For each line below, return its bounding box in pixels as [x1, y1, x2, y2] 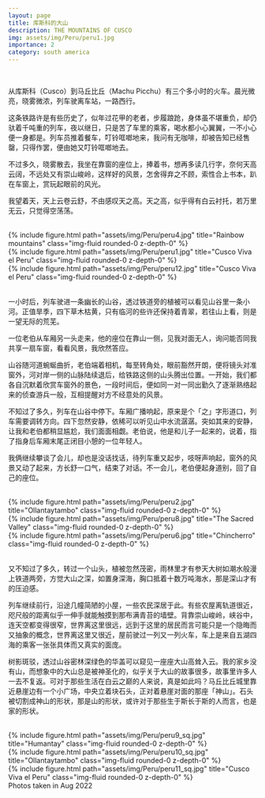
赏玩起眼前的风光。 [42, 180, 105, 188]
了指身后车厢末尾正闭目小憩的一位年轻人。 [8, 437, 147, 445]
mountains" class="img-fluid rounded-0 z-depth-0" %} [8, 239, 188, 248]
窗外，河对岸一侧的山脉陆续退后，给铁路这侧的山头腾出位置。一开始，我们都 [8, 370, 257, 380]
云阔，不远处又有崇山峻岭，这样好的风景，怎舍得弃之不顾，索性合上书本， [8, 169, 250, 179]
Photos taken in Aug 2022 [8, 781, 93, 790]
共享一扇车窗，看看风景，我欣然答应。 [8, 343, 132, 353]
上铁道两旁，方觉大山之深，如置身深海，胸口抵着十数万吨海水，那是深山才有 [8, 574, 257, 583]
